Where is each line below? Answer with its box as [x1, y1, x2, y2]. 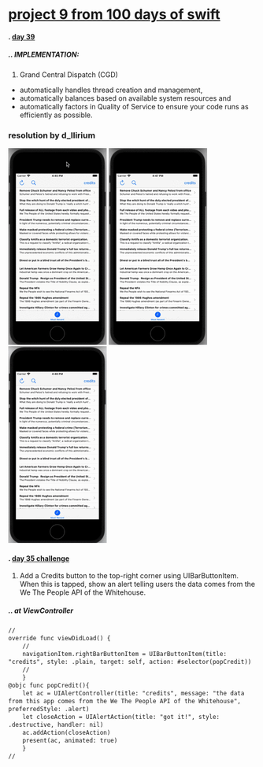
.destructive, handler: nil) [8, 721, 104, 729]
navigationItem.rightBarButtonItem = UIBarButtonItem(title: [22, 651, 227, 658]
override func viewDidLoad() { [8, 635, 111, 643]
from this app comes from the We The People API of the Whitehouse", [8, 698, 242, 706]
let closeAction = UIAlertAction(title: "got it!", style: [22, 714, 220, 721]
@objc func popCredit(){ [8, 682, 90, 690]
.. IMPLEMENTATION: [8, 50, 80, 60]
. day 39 [8, 31, 35, 41]
